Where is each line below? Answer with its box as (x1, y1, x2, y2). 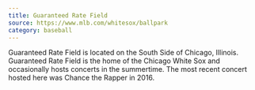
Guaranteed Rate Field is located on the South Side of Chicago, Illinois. (8, 48, 239, 58)
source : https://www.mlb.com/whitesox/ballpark (8, 19, 169, 27)
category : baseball (8, 26, 73, 34)
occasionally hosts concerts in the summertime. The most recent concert (8, 65, 248, 74)
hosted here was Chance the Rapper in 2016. (8, 73, 155, 83)
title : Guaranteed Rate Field (8, 11, 108, 20)
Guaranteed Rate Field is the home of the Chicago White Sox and (8, 56, 220, 66)
